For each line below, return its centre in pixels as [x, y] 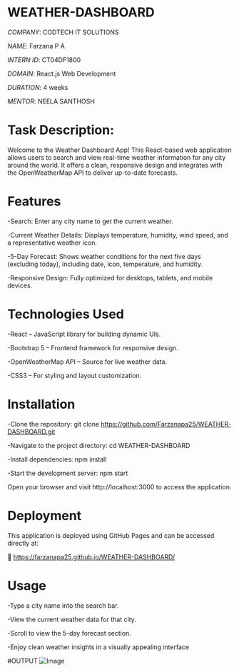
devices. [20, 285]
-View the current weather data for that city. [72, 619]
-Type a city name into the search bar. [63, 605]
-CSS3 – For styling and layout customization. [75, 375]
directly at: [23, 543]
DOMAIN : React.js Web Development [62, 73]
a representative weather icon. [52, 243]
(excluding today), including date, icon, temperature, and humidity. [105, 264]
